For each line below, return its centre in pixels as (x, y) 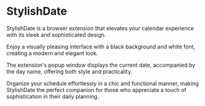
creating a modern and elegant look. (52, 53)
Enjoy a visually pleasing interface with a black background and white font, (101, 47)
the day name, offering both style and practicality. (69, 71)
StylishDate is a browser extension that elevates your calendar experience (100, 28)
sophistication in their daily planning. (53, 96)
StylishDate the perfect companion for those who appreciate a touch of (96, 89)
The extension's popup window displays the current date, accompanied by (101, 65)
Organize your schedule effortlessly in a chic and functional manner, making (103, 83)
